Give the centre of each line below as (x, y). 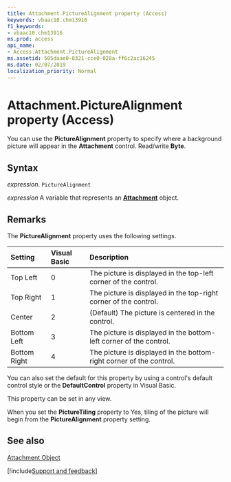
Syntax (23, 168)
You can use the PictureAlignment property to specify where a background (114, 139)
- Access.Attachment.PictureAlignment (63, 52)
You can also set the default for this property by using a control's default (110, 378)
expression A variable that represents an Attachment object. (93, 198)
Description (109, 258)
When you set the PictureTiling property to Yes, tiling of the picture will (108, 412)
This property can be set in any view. (59, 399)
